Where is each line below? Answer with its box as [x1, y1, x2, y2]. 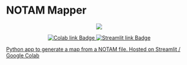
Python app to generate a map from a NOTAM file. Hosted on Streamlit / [6, 45, 181, 53]
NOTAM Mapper [6, 4, 87, 17]
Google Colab [6, 51, 40, 59]
